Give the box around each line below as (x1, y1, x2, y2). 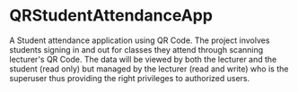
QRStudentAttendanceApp (9, 5, 214, 26)
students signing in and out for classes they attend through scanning (9, 44, 264, 54)
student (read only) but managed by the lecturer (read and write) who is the (9, 63, 289, 74)
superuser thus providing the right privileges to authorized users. (9, 72, 250, 83)
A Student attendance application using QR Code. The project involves (9, 35, 270, 46)
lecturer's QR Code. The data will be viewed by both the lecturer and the (9, 54, 277, 64)
